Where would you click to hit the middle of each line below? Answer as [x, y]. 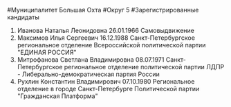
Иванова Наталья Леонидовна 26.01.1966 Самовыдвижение [106, 31]
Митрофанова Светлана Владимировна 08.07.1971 [91, 60]
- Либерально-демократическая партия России [89, 74]
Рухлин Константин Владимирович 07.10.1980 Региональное [106, 81]
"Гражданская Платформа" [57, 96]
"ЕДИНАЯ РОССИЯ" [47, 52]
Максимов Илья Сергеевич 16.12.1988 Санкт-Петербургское [106, 38]
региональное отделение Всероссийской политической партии [111, 45]
